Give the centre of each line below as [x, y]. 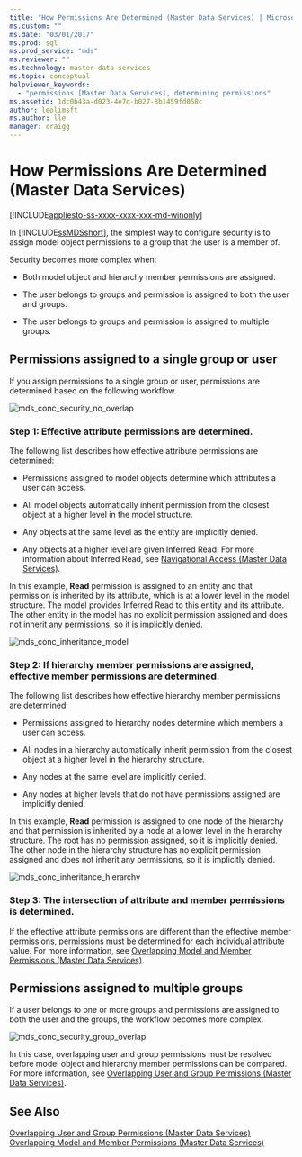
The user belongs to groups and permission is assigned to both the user [156, 294]
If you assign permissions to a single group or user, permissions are [135, 381]
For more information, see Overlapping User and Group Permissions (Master [151, 1073]
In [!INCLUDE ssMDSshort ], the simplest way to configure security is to [140, 232]
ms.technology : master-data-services [80, 68]
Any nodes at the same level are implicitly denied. [114, 777]
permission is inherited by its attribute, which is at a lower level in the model [149, 596]
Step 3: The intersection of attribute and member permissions [147, 900]
